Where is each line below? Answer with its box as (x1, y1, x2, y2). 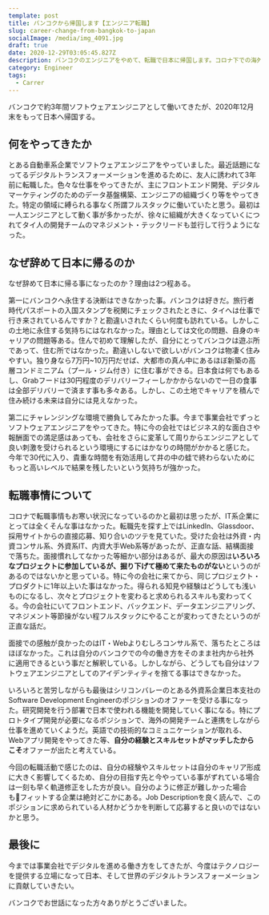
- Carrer (15, 78, 45, 86)
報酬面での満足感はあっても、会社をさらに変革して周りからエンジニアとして (8, 433, 260, 443)
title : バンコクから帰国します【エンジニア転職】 (8, 19, 154, 27)
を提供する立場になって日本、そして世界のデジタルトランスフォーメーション (8, 870, 260, 881)
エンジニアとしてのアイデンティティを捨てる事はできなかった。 (35, 668, 246, 677)
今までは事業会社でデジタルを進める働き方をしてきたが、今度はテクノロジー (8, 861, 260, 870)
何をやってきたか (8, 137, 92, 150)
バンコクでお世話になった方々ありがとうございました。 (8, 897, 191, 907)
